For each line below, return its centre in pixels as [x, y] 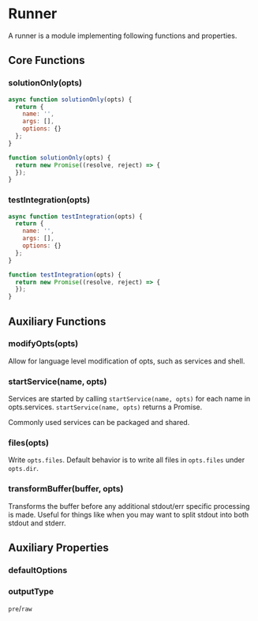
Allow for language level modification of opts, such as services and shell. [127, 361]
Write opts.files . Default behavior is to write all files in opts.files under [127, 460]
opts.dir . [24, 469]
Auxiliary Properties [58, 548]
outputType [31, 591]
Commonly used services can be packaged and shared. [99, 423]
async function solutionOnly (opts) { [70, 100]
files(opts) [29, 443]
